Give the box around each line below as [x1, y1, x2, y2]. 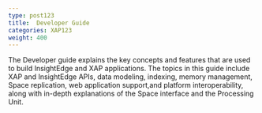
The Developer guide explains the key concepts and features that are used [8, 55, 251, 65]
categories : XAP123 [8, 26, 73, 34]
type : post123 [8, 11, 55, 20]
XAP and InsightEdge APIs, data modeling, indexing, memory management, [8, 72, 253, 81]
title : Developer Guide [8, 19, 90, 27]
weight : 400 [8, 33, 47, 42]
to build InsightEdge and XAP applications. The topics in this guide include [8, 64, 250, 73]
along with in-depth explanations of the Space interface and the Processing [8, 89, 254, 99]
